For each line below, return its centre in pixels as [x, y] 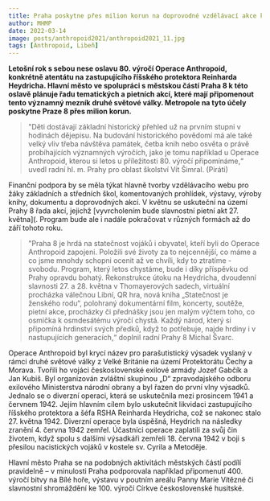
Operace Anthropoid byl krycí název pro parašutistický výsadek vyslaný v [130, 353]
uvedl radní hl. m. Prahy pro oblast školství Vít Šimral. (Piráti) [128, 170]
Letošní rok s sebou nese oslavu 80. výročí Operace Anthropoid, [118, 68]
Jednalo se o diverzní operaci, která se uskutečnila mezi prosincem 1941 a [131, 396]
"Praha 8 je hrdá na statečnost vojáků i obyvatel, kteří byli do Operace [143, 244]
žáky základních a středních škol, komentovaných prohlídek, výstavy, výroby [135, 194]
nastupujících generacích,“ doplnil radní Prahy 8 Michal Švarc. [131, 338]
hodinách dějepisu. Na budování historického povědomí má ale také [140, 136]
